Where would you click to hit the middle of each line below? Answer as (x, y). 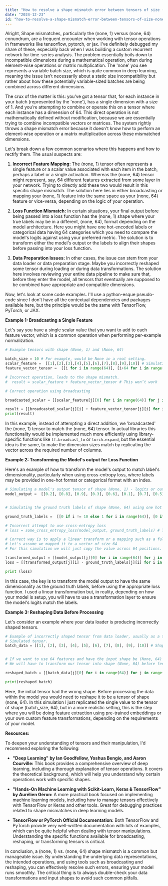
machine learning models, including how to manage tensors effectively (85, 800)
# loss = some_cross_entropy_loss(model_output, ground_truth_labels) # (82, 530)
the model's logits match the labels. (42, 602)
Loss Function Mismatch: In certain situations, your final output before (85, 211)
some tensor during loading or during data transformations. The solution (87, 269)
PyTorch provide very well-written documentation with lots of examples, (86, 825)
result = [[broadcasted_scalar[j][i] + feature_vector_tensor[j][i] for (82, 409)
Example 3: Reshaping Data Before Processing (54, 612)
